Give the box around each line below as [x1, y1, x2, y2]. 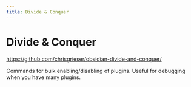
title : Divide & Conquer [6, 9, 69, 15]
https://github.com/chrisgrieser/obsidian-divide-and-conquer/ [6, 55, 162, 63]
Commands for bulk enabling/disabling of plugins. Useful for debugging [6, 67, 186, 74]
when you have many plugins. [6, 74, 81, 81]
